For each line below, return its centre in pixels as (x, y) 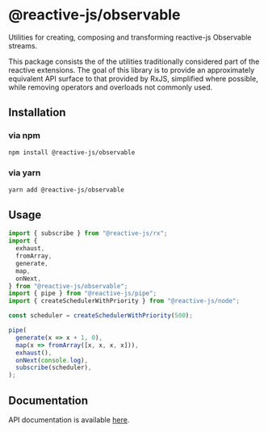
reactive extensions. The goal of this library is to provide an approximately (132, 69)
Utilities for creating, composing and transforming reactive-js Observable (130, 37)
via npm (25, 136)
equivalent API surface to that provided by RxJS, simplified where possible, (133, 78)
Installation (37, 113)
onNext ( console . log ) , (52, 360)
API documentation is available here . (69, 420)
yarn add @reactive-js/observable (67, 190)
